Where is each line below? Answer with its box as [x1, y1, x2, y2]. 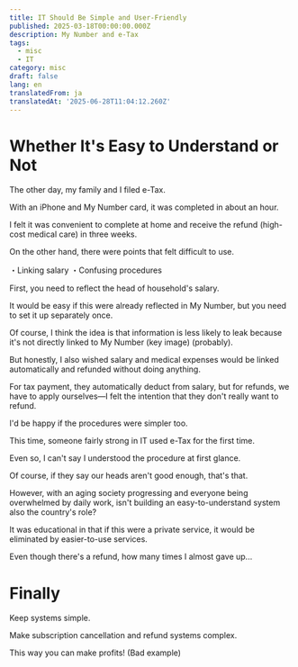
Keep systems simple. [9, 613, 91, 624]
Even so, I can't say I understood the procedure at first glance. [9, 453, 241, 464]
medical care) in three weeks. [27, 229, 138, 239]
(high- [259, 220, 284, 230]
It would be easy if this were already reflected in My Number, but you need [9, 301, 286, 311]
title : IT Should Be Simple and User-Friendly [9, 13, 187, 23]
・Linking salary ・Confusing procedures [9, 265, 162, 275]
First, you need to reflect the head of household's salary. [9, 283, 220, 293]
